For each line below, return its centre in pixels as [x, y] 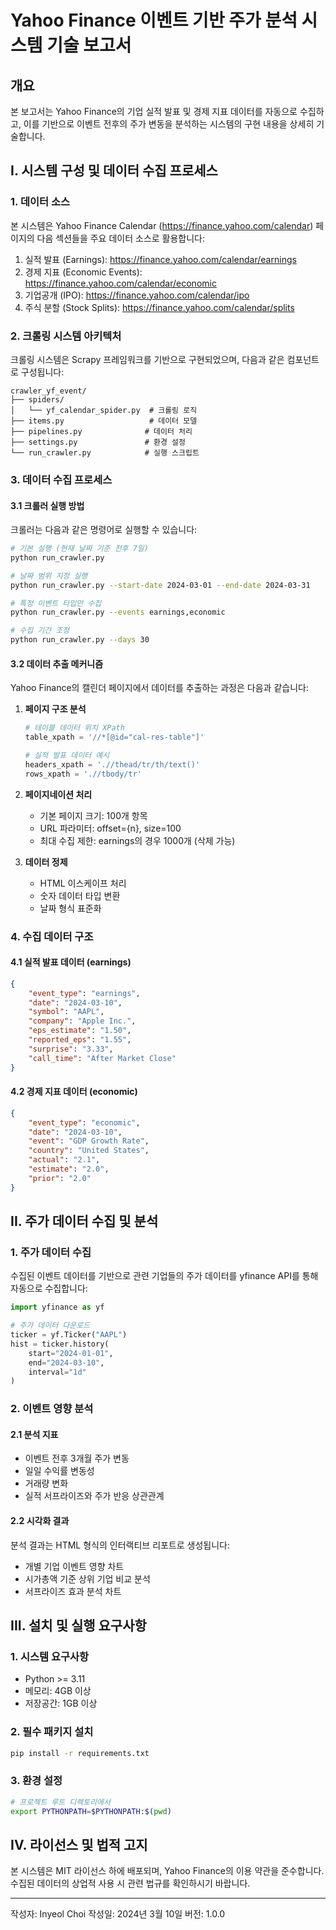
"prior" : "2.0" [60, 1178]
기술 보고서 [89, 45]
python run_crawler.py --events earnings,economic [118, 612]
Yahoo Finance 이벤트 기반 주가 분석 [154, 20]
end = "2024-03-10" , [66, 1362]
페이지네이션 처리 [58, 794]
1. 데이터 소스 [40, 202]
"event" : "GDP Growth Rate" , [89, 1141]
